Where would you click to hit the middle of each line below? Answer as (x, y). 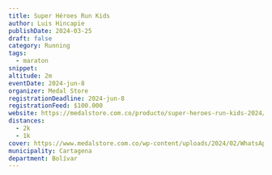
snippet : (23, 69)
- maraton (32, 61)
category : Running (39, 46)
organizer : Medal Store (49, 91)
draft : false (30, 38)
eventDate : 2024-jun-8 (47, 83)
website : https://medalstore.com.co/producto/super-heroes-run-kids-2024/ (137, 114)
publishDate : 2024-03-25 (50, 31)
